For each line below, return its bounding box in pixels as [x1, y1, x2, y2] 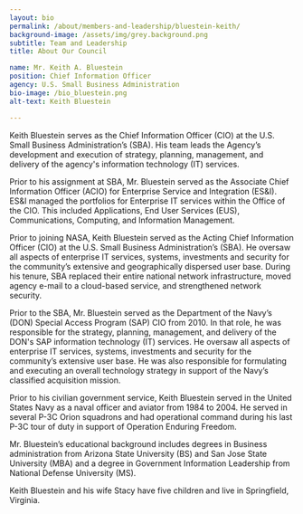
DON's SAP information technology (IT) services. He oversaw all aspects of [9, 336, 291, 347]
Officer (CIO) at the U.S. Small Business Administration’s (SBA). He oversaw [9, 242, 291, 252]
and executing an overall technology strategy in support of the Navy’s [9, 365, 269, 376]
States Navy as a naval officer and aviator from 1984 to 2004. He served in [9, 402, 288, 413]
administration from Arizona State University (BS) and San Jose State [9, 448, 268, 459]
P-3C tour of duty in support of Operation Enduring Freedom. [9, 421, 237, 432]
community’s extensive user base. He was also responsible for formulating [9, 355, 288, 366]
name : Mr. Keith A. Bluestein [9, 63, 124, 72]
